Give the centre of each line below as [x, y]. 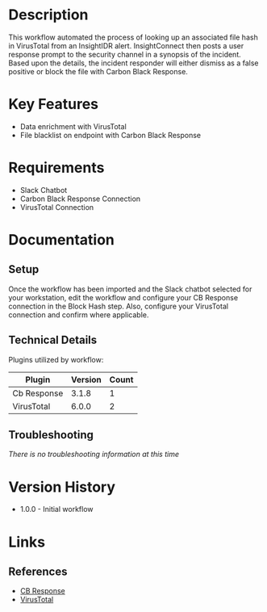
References [38, 571]
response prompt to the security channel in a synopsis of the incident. [125, 54]
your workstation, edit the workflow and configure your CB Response [123, 297]
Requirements [56, 168]
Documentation [62, 240]
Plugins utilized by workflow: [56, 359]
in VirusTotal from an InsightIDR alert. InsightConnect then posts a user [126, 45]
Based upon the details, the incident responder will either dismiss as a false [134, 63]
